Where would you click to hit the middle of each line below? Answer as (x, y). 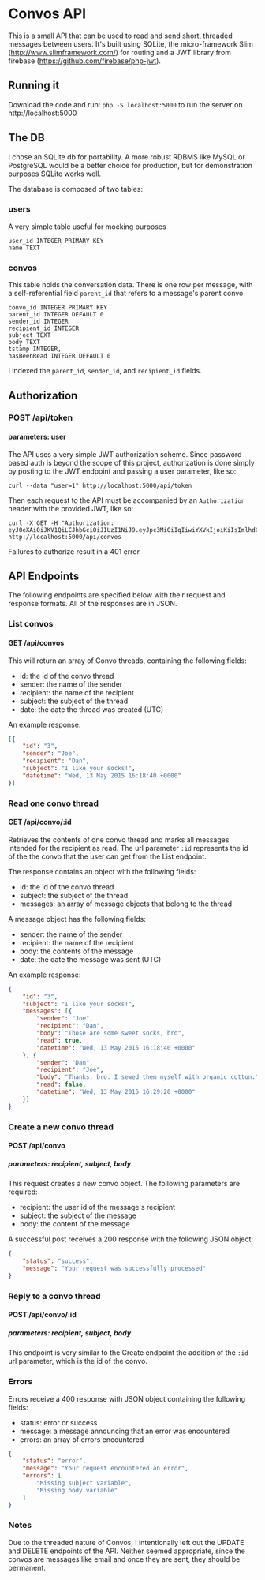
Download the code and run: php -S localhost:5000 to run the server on (125, 104)
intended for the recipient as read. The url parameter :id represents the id (128, 848)
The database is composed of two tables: (76, 189)
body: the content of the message (75, 1224)
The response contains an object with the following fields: (102, 871)
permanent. (27, 1567)
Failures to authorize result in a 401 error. (75, 551)
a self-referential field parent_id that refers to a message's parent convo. (127, 294)
